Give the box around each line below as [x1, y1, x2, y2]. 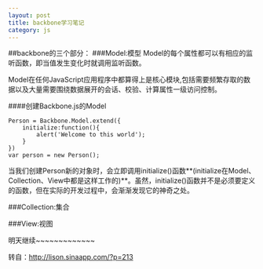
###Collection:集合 [8, 202, 70, 212]
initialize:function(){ [22, 124, 100, 132]
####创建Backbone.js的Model [8, 101, 107, 111]
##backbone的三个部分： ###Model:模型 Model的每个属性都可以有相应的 [8, 49, 247, 58]
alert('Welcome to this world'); [36, 131, 146, 139]
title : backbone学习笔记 [8, 19, 85, 27]
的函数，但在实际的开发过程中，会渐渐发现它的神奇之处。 [8, 186, 194, 195]
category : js [8, 26, 51, 34]
